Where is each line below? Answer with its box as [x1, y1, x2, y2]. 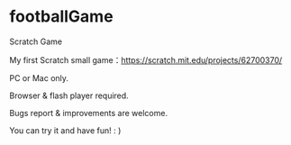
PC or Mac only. [9, 72, 69, 83]
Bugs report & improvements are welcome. [9, 107, 168, 118]
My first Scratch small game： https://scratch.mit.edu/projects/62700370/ [9, 54, 283, 65]
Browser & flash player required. [9, 90, 129, 101]
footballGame [9, 6, 114, 27]
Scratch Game [9, 36, 63, 47]
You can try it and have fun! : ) [9, 124, 122, 136]
